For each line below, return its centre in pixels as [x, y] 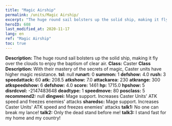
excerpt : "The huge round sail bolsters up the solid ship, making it [82, 19]
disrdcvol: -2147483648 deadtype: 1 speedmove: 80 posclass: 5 [75, 91]
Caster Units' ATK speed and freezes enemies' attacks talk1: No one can [82, 107]
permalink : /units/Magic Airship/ [42, 15]
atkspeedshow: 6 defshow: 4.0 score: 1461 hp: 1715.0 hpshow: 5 [75, 85]
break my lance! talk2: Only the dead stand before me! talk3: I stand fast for [86, 112]
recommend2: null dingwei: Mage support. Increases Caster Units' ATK [81, 96]
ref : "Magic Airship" [28, 39]
